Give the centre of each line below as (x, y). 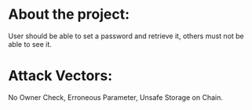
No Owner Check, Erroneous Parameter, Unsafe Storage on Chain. (116, 97)
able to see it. (30, 44)
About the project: (69, 14)
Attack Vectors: (60, 76)
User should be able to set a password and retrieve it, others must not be (126, 36)
